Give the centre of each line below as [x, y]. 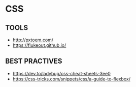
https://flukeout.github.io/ [39, 45]
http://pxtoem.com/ [33, 40]
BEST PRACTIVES [34, 61]
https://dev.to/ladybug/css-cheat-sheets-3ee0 [61, 73]
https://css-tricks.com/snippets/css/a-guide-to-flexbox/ [72, 79]
